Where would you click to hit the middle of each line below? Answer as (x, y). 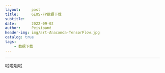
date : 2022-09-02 (29, 23)
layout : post (23, 10)
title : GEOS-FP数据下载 (33, 14)
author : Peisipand (28, 28)
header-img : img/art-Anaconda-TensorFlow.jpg (52, 33)
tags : (11, 42)
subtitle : (15, 19)
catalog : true (20, 37)
